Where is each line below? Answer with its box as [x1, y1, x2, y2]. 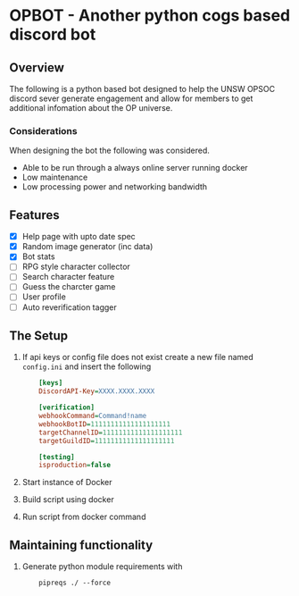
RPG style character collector [21, 261, 131, 273]
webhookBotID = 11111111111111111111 [38, 419, 171, 429]
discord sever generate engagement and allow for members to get [9, 93, 253, 104]
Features [9, 207, 60, 222]
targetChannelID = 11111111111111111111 [38, 428, 183, 437]
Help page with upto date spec [21, 231, 136, 242]
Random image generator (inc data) [21, 241, 154, 252]
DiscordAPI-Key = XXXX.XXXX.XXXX [38, 387, 155, 396]
